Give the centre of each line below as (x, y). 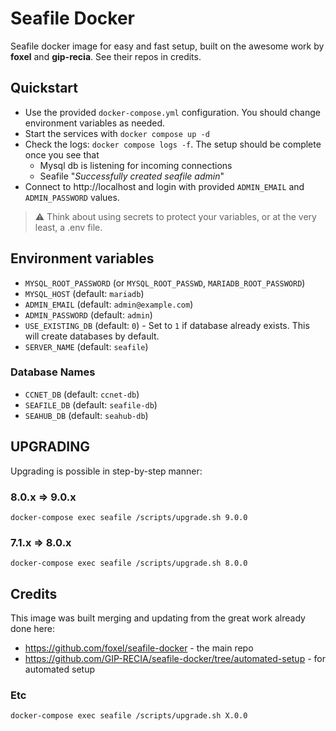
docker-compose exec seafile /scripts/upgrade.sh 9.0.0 (129, 517)
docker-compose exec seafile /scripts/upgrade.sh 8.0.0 (129, 563)
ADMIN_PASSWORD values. (72, 197)
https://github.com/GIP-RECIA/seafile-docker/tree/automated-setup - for (175, 659)
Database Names (53, 372)
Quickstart (44, 88)
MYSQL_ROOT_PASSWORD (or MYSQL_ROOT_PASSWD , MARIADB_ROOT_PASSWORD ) (165, 283)
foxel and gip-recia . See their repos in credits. (106, 56)
